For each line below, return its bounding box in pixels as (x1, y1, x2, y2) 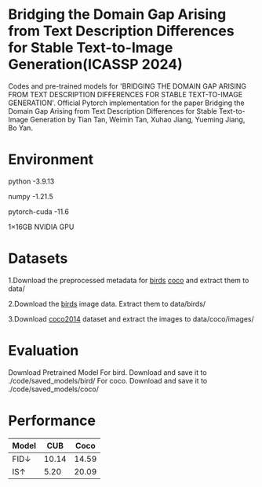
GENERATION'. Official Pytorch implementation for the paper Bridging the (8, 98, 245, 107)
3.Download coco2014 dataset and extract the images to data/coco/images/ (8, 314, 254, 323)
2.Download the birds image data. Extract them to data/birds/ (8, 299, 206, 308)
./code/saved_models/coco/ (8, 384, 100, 394)
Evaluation (8, 342, 79, 359)
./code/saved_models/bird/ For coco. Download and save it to (8, 376, 208, 385)
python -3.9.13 (8, 176, 55, 186)
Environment (8, 151, 94, 169)
